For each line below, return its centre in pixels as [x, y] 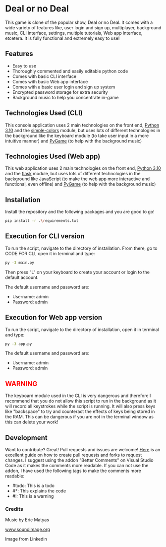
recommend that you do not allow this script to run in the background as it [81, 401]
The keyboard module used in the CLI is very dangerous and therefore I [78, 396]
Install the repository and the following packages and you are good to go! [80, 212]
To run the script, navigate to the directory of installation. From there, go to [81, 248]
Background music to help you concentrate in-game [65, 97]
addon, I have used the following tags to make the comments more [73, 471]
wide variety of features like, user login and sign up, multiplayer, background [83, 27]
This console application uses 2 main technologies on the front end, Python [82, 125]
